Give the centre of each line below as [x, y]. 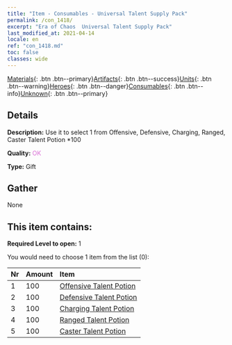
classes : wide [28, 59]
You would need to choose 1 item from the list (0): [78, 257]
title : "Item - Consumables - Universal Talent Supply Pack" [98, 14]
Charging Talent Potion [97, 309]
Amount [39, 274]
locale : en [23, 40]
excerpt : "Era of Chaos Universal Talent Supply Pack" [90, 26]
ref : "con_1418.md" [35, 46]
